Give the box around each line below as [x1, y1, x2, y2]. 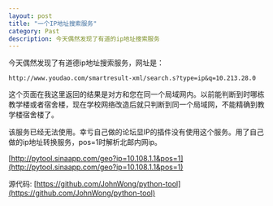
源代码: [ [8, 179, 37, 189]
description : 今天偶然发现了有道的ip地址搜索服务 [8, 34, 160, 43]
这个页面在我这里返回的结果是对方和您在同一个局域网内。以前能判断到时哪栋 [8, 90, 265, 99]
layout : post [8, 11, 53, 20]
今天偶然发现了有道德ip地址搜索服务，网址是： [8, 58, 164, 68]
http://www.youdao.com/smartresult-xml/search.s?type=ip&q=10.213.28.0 [8, 74, 256, 82]
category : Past [8, 27, 60, 35]
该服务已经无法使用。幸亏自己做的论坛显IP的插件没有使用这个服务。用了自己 [8, 127, 264, 137]
